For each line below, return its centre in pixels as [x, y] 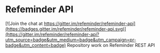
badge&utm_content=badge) [36, 45]
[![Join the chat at [24, 23]
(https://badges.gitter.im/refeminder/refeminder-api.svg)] [66, 29]
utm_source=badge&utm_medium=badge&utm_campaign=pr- [71, 40]
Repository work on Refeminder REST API [111, 45]
